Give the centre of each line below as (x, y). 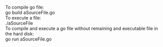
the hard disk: (20, 34)
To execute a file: (23, 18)
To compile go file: (25, 7)
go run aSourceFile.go (28, 39)
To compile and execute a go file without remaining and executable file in (82, 28)
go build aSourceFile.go (30, 12)
